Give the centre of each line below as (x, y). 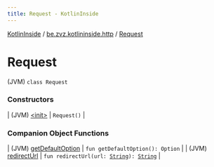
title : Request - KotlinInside (53, 14)
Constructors (31, 100)
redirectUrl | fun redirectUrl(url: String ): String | (84, 156)
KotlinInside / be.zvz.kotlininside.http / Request (75, 34)
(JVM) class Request (38, 81)
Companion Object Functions (58, 133)
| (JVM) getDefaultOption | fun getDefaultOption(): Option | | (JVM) (107, 149)
